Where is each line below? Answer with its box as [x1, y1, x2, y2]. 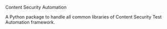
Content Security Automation [5, 4, 67, 10]
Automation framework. [5, 19, 55, 25]
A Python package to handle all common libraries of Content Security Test [5, 14, 162, 19]
